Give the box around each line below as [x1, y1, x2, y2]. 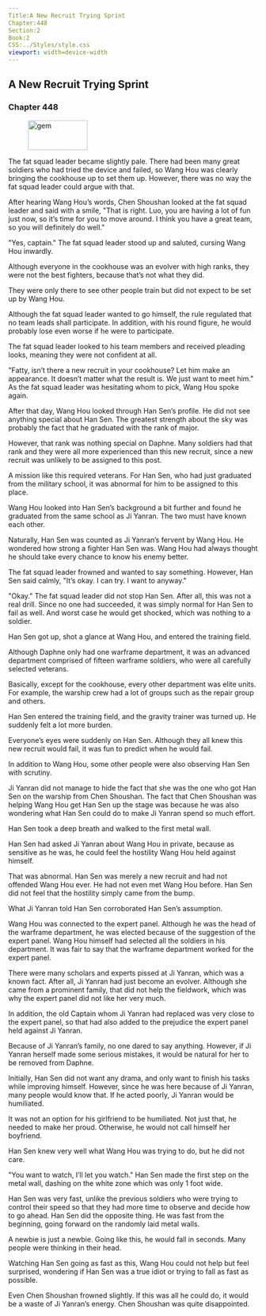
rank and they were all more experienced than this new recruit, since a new [8, 446, 253, 456]
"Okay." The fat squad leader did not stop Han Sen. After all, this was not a [8, 591, 252, 600]
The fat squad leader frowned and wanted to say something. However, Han [8, 567, 253, 576]
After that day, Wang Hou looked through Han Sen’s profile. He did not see [8, 406, 251, 415]
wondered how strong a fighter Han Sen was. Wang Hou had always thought [8, 543, 258, 552]
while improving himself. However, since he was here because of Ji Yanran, [8, 1081, 255, 1091]
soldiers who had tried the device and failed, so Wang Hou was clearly [8, 164, 238, 175]
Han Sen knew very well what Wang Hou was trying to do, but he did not [8, 1146, 245, 1156]
